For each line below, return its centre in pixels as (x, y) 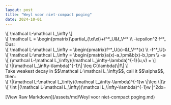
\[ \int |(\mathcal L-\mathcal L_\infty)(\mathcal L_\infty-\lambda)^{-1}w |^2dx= (86, 87)
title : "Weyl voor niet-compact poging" (49, 15)
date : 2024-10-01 (24, 19)
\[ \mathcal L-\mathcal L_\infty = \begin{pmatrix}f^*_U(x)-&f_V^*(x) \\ (77, 50)
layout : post (19, 10)
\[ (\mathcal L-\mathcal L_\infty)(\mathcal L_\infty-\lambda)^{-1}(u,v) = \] (81, 61)
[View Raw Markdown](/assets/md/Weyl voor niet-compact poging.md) (80, 97)
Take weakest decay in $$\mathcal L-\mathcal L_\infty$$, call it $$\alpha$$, (85, 71)
